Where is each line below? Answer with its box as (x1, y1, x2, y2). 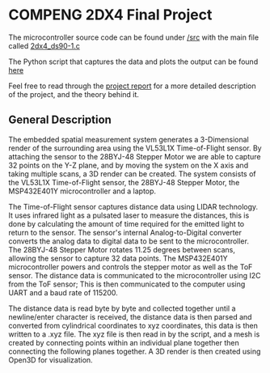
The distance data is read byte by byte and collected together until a (8, 303, 236, 313)
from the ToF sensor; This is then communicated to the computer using (8, 279, 246, 289)
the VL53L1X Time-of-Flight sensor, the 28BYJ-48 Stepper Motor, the (8, 177, 240, 187)
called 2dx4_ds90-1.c (8, 40, 81, 50)
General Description (8, 113, 112, 127)
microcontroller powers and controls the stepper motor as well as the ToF (8, 261, 253, 272)
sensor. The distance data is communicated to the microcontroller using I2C (8, 270, 261, 280)
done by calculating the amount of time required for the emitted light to (8, 218, 245, 228)
